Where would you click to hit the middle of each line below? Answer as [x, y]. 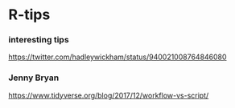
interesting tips [39, 40]
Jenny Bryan [34, 78]
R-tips [29, 15]
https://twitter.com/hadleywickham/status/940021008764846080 [117, 57]
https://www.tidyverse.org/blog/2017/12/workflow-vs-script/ [109, 95]
